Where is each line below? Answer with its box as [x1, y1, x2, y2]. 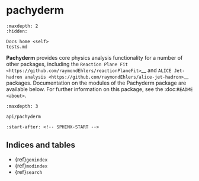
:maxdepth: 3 [6, 103, 38, 109]
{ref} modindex [14, 162, 48, 169]
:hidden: [6, 28, 28, 34]
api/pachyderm [6, 114, 41, 119]
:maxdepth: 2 [6, 23, 38, 29]
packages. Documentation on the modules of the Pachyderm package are [6, 79, 187, 86]
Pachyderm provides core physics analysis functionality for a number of [6, 54, 183, 61]
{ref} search [14, 168, 43, 175]
